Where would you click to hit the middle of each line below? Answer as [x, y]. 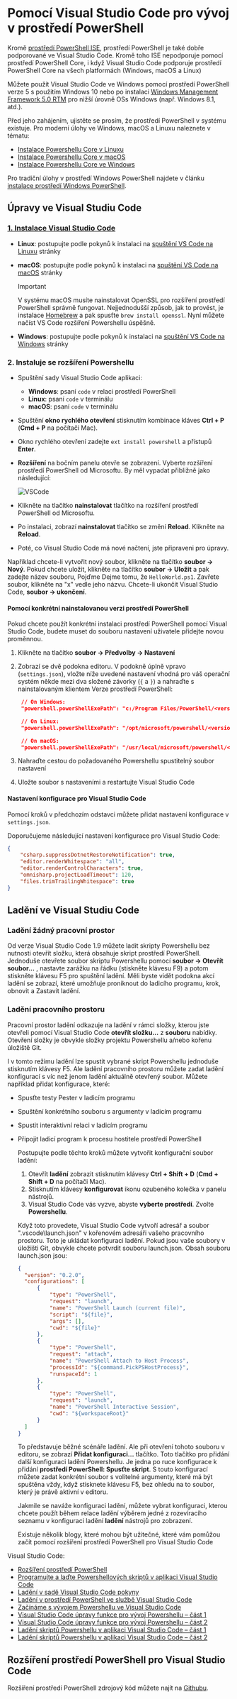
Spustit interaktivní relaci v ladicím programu [82, 1125]
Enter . [27, 449]
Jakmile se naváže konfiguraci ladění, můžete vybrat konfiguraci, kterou [122, 1506]
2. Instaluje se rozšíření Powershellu [71, 362]
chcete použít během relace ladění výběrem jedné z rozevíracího [112, 1513]
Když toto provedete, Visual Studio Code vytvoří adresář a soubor [114, 1225]
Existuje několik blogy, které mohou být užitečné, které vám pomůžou [119, 1534]
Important [32, 286]
